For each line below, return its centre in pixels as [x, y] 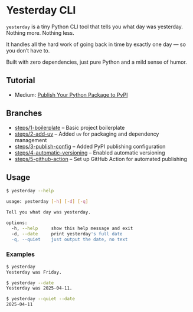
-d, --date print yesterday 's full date [67, 234]
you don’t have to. [28, 50]
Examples [21, 254]
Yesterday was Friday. [34, 272]
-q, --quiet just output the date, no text [70, 239]
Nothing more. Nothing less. [40, 32]
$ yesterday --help [30, 191]
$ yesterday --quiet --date [41, 299]
